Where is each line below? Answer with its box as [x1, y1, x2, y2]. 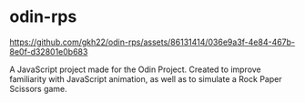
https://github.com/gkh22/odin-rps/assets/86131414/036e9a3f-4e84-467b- [9, 36, 296, 47]
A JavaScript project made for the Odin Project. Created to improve [9, 64, 261, 75]
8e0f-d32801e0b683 [9, 46, 88, 57]
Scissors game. [9, 83, 68, 94]
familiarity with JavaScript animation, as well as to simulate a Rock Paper [9, 73, 282, 84]
